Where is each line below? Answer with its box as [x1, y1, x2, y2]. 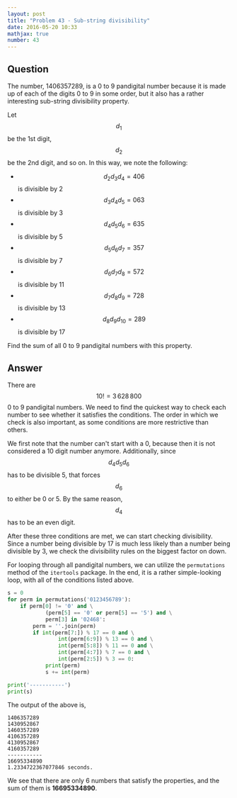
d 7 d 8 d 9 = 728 [103, 291, 145, 301]
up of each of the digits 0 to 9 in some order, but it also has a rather [7, 89, 204, 98]
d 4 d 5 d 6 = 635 [103, 220, 145, 230]
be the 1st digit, [7, 134, 52, 142]
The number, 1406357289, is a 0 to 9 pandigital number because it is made [7, 82, 226, 90]
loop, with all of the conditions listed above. [7, 575, 134, 585]
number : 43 [7, 37, 40, 44]
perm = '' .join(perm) [33, 622, 97, 629]
